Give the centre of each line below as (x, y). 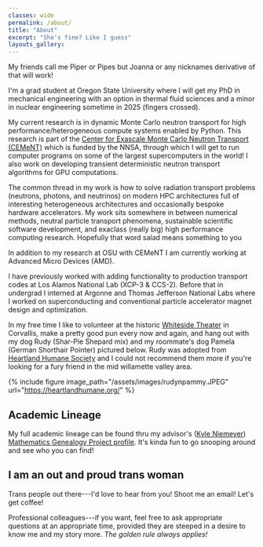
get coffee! (26, 502)
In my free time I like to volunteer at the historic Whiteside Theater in (119, 325)
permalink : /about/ (40, 23)
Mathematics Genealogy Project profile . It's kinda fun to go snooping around (132, 442)
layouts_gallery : (37, 45)
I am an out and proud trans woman (96, 475)
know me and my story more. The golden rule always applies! (108, 534)
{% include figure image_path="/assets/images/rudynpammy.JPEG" (119, 382)
